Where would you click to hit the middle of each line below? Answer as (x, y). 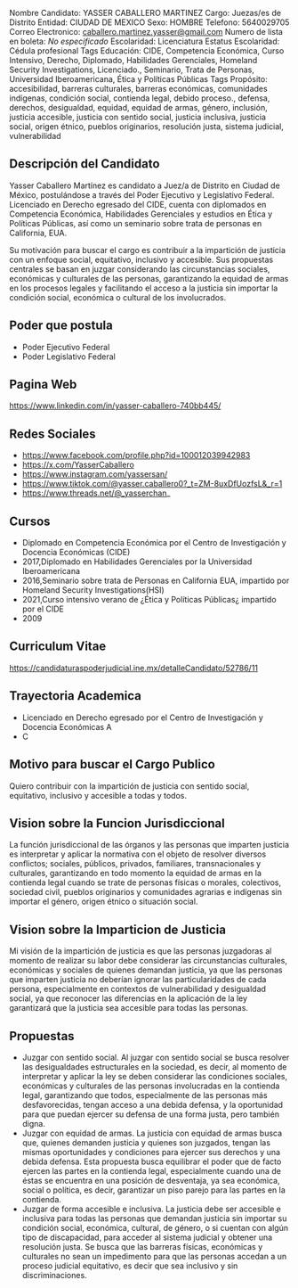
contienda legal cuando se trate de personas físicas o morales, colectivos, (145, 882)
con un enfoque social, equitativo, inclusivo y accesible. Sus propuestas (141, 259)
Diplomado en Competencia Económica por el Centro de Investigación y (154, 543)
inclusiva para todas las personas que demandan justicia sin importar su (154, 1218)
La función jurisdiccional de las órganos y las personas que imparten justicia (149, 845)
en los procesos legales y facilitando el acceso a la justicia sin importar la (144, 288)
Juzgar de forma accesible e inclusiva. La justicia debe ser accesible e (152, 1209)
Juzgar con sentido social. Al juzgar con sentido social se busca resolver (156, 1057)
